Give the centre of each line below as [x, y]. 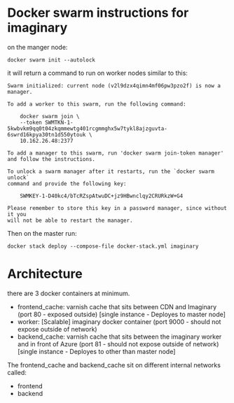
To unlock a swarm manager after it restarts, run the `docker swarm [111, 171]
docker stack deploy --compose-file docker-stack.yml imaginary [103, 246]
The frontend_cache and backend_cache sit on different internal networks [114, 365]
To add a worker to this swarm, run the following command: [97, 104]
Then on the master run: [42, 233]
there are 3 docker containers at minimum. [69, 293]
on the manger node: [37, 47]
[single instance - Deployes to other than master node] [96, 351]
